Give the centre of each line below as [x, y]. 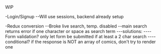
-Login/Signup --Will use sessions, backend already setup [64, 16]
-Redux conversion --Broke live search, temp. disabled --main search [76, 26]
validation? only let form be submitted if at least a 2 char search [82, 37]
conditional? [18, 42]
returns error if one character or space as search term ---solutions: [74, 31]
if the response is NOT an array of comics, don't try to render [93, 42]
